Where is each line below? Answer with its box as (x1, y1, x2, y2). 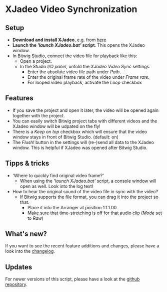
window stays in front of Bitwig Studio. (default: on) (12, 134, 119, 140)
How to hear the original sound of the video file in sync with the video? (12, 188, 158, 194)
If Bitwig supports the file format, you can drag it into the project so (19, 194, 158, 200)
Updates (5, 262, 32, 271)
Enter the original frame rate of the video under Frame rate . (27, 74, 150, 80)
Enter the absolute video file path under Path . (27, 69, 121, 75)
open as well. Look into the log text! (19, 183, 93, 189)
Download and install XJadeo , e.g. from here (12, 37, 106, 43)
